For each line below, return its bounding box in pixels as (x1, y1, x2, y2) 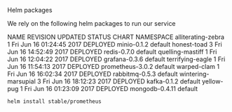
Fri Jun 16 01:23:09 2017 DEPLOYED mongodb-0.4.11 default (24, 85, 198, 93)
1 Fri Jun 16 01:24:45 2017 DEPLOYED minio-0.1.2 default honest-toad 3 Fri (7, 40, 222, 48)
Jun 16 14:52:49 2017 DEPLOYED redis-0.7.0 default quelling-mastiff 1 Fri (7, 48, 217, 56)
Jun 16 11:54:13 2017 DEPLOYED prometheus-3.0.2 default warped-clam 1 (7, 63, 220, 70)
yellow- (202, 77, 224, 86)
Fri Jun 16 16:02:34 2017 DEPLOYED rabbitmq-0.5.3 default (7, 70, 178, 78)
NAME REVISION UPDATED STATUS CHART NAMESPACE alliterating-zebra (7, 33, 225, 41)
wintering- (179, 70, 210, 78)
